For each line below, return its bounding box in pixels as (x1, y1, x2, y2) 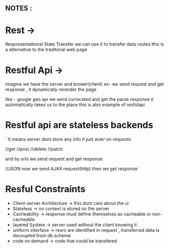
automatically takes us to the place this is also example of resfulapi (5, 101, 146, 108)
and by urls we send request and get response (5, 156, 103, 162)
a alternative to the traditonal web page (5, 47, 88, 53)
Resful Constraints (5, 184, 86, 195)
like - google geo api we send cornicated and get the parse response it (5, 96, 154, 102)
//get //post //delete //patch (5, 146, 63, 152)
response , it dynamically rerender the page (5, 86, 97, 93)
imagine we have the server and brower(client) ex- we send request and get (5, 81, 164, 87)
